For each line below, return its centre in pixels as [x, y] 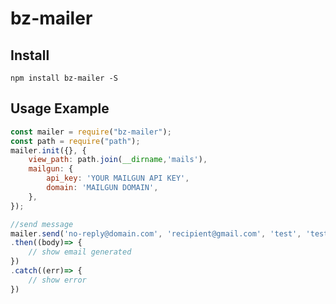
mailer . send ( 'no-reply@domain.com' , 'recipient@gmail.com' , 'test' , [156, 233]
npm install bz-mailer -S [64, 78]
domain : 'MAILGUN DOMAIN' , [102, 188]
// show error [57, 280]
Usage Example [60, 108]
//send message [42, 224]
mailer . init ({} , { [48, 150]
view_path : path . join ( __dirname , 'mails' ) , [118, 160]
